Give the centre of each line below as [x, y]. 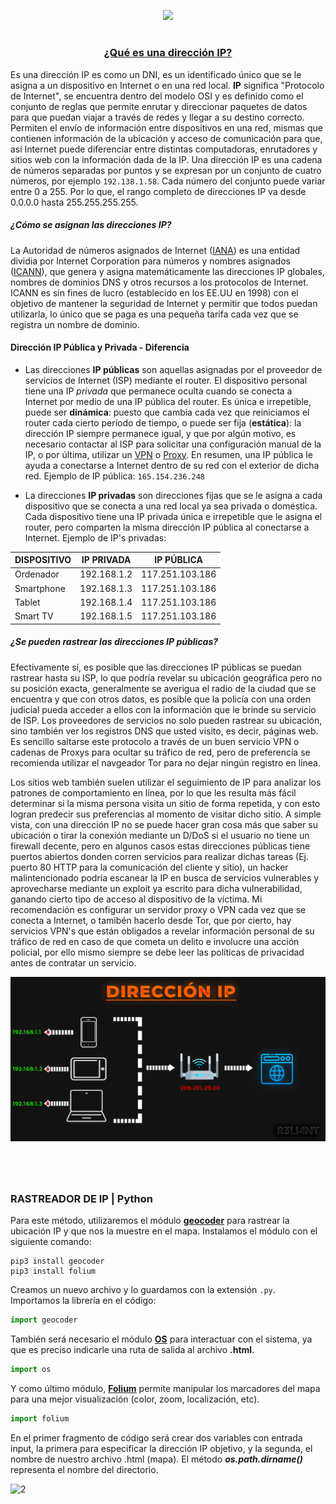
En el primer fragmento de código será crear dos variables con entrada [156, 1437]
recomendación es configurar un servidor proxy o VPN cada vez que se [158, 909]
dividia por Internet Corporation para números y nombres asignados [150, 261]
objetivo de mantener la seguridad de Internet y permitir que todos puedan [164, 303]
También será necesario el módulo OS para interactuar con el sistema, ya [161, 1339]
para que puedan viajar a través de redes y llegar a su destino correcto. [157, 117]
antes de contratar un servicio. [73, 962]
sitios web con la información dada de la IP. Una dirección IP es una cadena [166, 159]
